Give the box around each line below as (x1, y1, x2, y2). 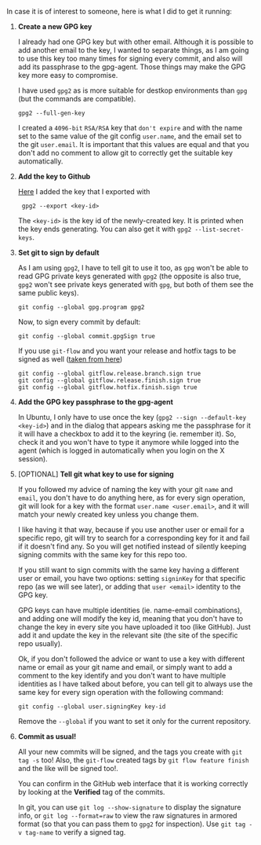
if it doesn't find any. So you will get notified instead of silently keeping (17, 542, 247, 551)
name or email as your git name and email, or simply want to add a (17, 663, 233, 671)
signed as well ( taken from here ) (17, 355, 123, 364)
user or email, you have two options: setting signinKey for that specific (17, 574, 246, 582)
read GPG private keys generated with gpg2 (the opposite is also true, (17, 271, 241, 281)
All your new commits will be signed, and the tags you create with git (17, 747, 243, 756)
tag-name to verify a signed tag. (25, 828, 126, 836)
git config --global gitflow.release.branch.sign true (17, 369, 201, 377)
